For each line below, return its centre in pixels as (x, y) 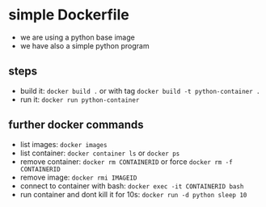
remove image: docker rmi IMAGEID (78, 177)
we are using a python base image (77, 37)
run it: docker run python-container (80, 99)
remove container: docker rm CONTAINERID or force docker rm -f (126, 161)
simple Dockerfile (69, 15)
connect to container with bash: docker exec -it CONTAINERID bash (132, 186)
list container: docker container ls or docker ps (100, 153)
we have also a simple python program (84, 45)
